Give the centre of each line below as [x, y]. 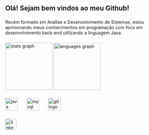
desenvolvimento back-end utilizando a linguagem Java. [64, 33]
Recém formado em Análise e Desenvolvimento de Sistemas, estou [75, 22]
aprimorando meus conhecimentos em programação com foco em [74, 28]
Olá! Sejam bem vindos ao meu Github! [67, 8]
